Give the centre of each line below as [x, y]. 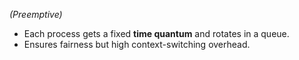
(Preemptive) [36, 14]
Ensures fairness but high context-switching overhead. [137, 44]
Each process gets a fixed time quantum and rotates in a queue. [156, 33]
